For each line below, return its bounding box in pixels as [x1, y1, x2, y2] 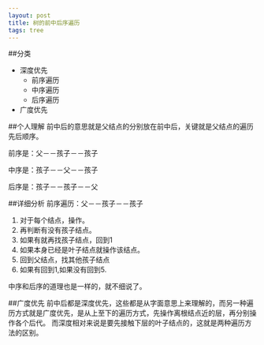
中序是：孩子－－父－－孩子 [8, 165, 99, 174]
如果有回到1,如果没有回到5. [19, 265, 107, 275]
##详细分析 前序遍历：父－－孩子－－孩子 [8, 199, 143, 208]
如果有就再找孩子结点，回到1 [19, 235, 113, 245]
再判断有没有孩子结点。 [19, 226, 96, 235]
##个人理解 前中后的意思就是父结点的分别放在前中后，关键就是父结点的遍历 [8, 122, 254, 131]
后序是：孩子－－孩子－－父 [8, 182, 99, 192]
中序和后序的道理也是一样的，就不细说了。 [8, 282, 147, 291]
